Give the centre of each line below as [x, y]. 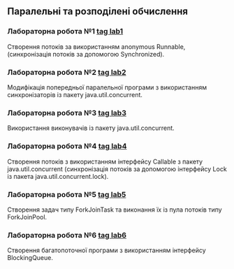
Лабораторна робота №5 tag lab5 [67, 194]
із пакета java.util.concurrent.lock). [58, 176]
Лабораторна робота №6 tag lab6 [67, 235]
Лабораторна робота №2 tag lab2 [67, 72]
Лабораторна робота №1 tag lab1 [65, 31]
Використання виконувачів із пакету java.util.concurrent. [91, 128]
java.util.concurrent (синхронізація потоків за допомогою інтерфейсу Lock [117, 169]
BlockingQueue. [30, 258]
